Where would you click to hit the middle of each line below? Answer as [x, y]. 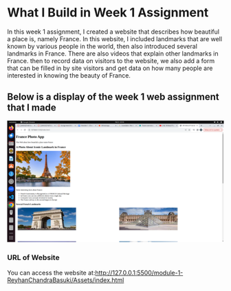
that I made [32, 108]
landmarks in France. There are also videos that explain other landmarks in [113, 54]
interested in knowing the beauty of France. [69, 75]
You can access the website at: [51, 272]
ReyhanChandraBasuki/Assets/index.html [66, 280]
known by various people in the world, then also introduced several [102, 46]
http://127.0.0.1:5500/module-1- [139, 272]
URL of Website [33, 257]
